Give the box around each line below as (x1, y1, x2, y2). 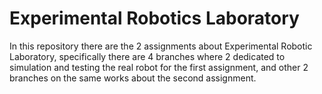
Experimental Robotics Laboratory (9, 7, 300, 30)
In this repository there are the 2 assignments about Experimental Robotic (9, 40, 313, 52)
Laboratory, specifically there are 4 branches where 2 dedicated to (9, 50, 286, 62)
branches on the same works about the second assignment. (9, 72, 257, 84)
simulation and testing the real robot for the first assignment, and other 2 (9, 61, 309, 73)
